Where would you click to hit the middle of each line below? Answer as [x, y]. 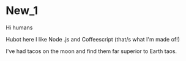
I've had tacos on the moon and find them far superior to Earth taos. [91, 51]
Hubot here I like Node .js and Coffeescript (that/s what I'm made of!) [93, 39]
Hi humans [19, 27]
